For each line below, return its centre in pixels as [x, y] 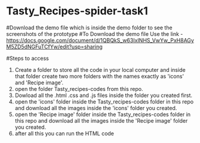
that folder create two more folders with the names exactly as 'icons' [99, 76]
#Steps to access [27, 58]
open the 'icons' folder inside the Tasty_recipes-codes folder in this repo [104, 101]
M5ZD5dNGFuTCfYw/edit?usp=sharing [54, 47]
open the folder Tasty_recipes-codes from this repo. [79, 89]
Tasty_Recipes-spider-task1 [77, 11]
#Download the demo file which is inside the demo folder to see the [89, 28]
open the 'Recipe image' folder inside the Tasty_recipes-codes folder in [103, 114]
